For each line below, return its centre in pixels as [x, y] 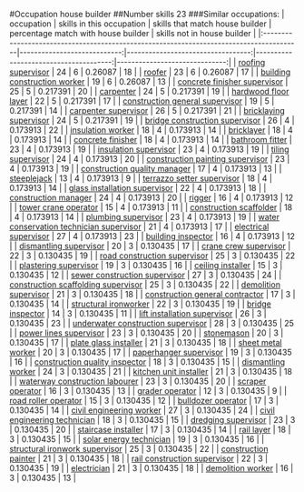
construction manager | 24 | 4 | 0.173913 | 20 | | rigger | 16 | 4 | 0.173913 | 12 [151, 197]
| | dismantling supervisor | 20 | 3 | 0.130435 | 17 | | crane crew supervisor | [150, 246]
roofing [252, 62]
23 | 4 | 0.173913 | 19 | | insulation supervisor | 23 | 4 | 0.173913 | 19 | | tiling [149, 149]
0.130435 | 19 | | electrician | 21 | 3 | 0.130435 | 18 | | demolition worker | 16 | [152, 468]
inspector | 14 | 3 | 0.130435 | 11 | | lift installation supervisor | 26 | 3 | [138, 313]
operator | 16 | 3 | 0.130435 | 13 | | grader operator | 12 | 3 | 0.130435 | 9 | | [148, 391]
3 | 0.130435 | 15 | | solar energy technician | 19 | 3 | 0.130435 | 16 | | [137, 439]
